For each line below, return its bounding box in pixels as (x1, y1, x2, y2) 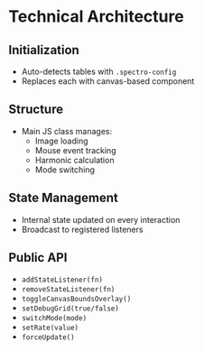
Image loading (34, 135, 88, 146)
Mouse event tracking (34, 144, 116, 155)
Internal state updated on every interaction (21, 214, 181, 225)
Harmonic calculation (34, 154, 115, 165)
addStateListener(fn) (21, 275, 103, 285)
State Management (8, 190, 118, 206)
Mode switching (34, 164, 96, 175)
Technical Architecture (8, 6, 184, 27)
